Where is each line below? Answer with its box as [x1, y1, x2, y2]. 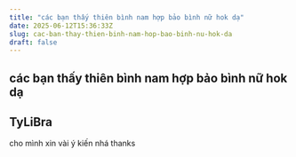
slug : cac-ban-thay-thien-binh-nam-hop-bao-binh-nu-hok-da [9, 29, 233, 38]
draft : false [9, 37, 58, 47]
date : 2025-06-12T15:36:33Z [9, 21, 114, 30]
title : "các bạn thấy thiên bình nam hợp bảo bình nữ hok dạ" [9, 12, 244, 22]
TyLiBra [9, 114, 53, 130]
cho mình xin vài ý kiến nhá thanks [9, 138, 136, 149]
